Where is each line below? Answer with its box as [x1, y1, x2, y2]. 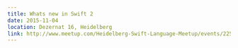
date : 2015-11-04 [7, 17, 59, 24]
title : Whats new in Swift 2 [7, 10, 93, 18]
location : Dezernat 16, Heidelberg [7, 23, 113, 30]
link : [7, 30, 23, 37]
